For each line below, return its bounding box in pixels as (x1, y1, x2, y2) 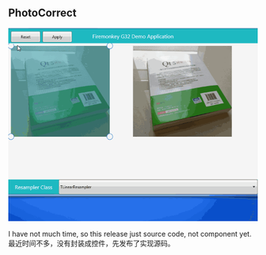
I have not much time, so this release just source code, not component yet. (8, 230, 252, 239)
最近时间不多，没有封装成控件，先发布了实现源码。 (8, 238, 175, 249)
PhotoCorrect (8, 6, 77, 20)
